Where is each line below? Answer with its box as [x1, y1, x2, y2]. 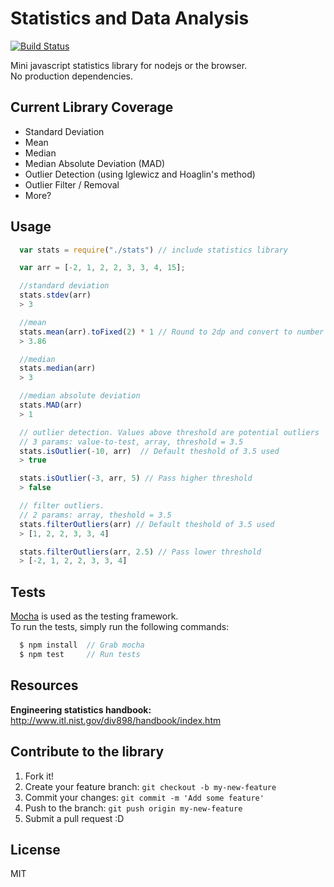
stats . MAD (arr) [19, 400, 83, 411]
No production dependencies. [10, 70, 134, 82]
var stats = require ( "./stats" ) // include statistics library [19, 245, 288, 255]
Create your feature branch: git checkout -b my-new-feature [24, 780, 277, 792]
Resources [10, 677, 79, 694]
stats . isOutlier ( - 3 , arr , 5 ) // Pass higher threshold [19, 473, 253, 484]
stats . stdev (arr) [19, 290, 92, 301]
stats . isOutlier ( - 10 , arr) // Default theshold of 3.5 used [19, 446, 280, 456]
